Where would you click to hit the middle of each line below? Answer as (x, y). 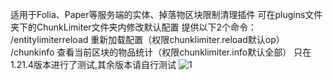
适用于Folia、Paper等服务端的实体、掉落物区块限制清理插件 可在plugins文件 (166, 14)
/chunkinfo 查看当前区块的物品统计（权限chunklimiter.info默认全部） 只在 (161, 52)
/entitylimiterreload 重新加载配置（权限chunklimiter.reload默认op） (147, 39)
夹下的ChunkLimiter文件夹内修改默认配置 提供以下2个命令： (134, 27)
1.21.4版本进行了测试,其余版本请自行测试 (93, 64)
